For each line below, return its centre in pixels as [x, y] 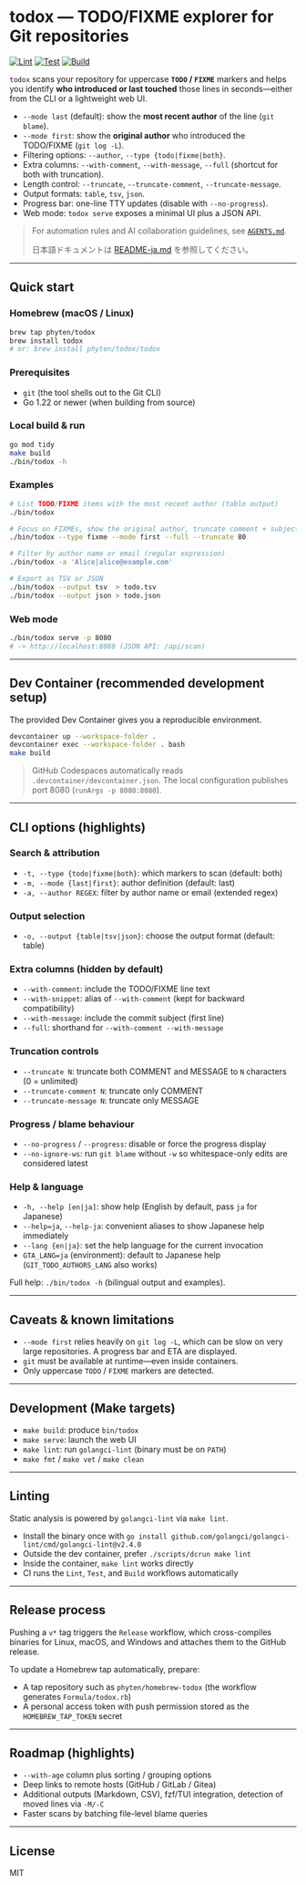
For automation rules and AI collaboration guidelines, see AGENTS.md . [159, 231]
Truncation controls [54, 1051]
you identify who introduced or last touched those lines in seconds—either [151, 88]
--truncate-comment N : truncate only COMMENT [113, 1091]
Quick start [42, 288]
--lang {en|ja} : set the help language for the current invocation [143, 1246]
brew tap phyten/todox [52, 332]
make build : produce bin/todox [81, 1430]
